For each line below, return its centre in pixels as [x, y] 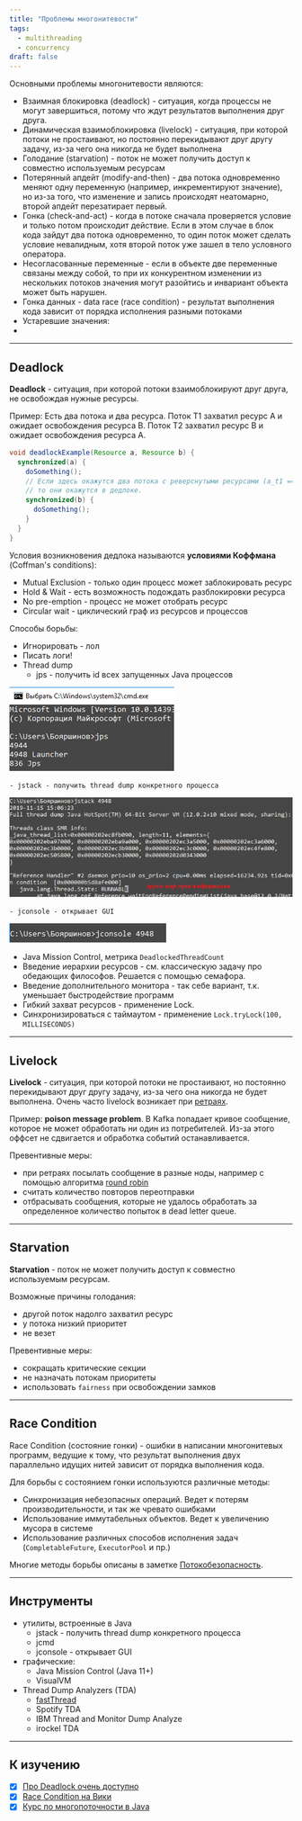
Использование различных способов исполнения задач [130, 1538]
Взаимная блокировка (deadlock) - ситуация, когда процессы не [147, 101]
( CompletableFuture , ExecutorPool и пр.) [96, 1547]
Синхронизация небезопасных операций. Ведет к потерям [135, 1499]
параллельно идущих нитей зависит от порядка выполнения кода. [137, 1464]
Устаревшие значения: [66, 321]
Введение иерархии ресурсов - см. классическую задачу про [142, 966]
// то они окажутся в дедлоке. [84, 490]
